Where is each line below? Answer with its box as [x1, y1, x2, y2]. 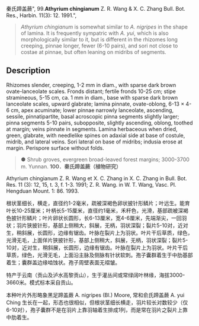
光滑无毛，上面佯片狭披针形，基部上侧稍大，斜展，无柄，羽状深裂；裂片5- [6, 236, 188, 244]
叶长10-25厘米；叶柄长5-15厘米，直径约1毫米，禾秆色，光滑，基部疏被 [6, 207, 178, 214]
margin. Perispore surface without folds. [6, 144, 105, 151]
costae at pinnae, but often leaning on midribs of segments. [20, 49, 167, 55]
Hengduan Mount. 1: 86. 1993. [6, 187, 79, 194]
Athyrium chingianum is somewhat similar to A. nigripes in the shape [20, 23, 188, 30]
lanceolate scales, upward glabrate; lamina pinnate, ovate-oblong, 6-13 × [6, 100, 185, 107]
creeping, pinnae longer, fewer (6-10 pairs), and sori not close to [20, 42, 178, 49]
